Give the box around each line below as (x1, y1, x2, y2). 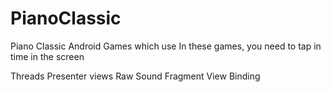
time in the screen (10, 50, 85, 62)
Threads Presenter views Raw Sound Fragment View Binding (10, 70, 261, 82)
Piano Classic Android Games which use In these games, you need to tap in (10, 40, 322, 52)
